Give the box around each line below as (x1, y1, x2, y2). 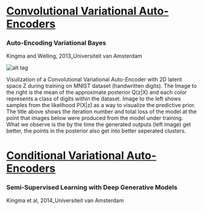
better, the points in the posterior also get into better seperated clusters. (6, 127, 187, 134)
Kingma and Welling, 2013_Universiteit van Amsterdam (6, 53, 142, 60)
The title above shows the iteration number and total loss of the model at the (6, 108, 197, 116)
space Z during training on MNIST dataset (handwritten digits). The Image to (6, 82, 197, 90)
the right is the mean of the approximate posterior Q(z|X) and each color (6, 89, 187, 96)
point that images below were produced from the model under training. (6, 114, 184, 122)
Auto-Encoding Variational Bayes (6, 39, 107, 47)
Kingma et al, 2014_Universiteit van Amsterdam (6, 197, 124, 204)
